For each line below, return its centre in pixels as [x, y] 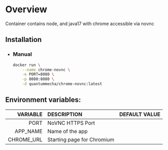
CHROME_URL [25, 139]
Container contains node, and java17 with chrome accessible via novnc [80, 24]
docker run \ [27, 65]
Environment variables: [43, 100]
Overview [26, 9]
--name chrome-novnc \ [46, 70]
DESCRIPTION [65, 114]
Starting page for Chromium [81, 139]
